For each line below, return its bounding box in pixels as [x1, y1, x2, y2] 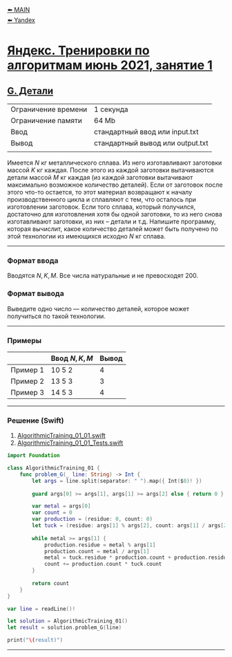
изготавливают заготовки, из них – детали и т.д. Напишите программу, [7, 217, 216, 225]
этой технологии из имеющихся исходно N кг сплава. [7, 232, 166, 240]
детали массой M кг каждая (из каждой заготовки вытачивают [7, 174, 193, 181]
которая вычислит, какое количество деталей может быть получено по [7, 225, 219, 233]
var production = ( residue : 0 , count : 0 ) [32, 516, 153, 523]
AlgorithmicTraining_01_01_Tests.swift [17, 438, 124, 447]
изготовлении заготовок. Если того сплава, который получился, [7, 203, 196, 211]
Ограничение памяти [10, 116, 83, 125]
